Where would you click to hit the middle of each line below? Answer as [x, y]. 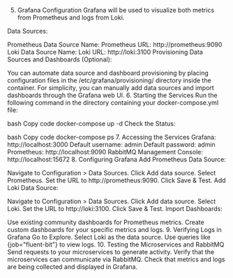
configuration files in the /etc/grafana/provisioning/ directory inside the [109, 80]
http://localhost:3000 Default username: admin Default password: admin [112, 145]
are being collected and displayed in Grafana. [73, 267]
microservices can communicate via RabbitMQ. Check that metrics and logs [116, 259]
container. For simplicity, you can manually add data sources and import [111, 88]
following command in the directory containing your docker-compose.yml [113, 103]
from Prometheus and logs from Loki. [71, 17]
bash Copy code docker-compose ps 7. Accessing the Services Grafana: [112, 137]
